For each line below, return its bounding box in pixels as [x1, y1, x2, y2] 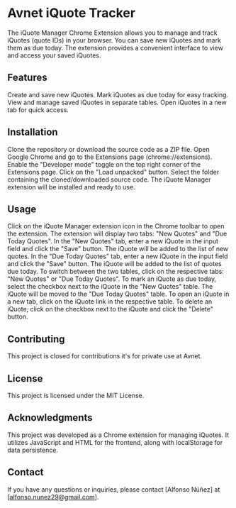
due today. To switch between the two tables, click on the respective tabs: [7, 267, 225, 276]
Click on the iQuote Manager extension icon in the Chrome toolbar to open [7, 222, 225, 231]
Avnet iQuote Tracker [7, 5, 136, 21]
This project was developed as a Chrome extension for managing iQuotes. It [7, 431, 229, 439]
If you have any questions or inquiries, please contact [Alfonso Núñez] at [7, 485, 220, 494]
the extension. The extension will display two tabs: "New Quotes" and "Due [7, 229, 227, 238]
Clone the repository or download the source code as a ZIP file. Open [7, 145, 210, 153]
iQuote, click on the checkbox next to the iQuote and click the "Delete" [7, 305, 214, 314]
